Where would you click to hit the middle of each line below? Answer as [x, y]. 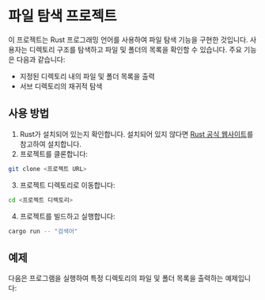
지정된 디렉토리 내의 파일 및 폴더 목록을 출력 [87, 76]
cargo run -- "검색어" [43, 231]
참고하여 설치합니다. [50, 144]
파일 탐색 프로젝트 [62, 16]
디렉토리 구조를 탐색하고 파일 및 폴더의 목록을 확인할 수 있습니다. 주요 [136, 49]
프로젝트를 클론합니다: [54, 154]
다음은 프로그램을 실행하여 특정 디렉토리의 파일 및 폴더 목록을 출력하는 [116, 279]
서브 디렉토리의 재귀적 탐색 [61, 86]
